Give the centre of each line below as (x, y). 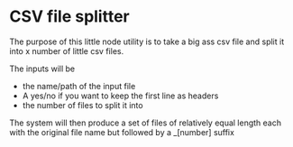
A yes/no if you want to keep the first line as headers (120, 96)
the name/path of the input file (79, 86)
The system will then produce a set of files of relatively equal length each (146, 123)
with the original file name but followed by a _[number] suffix (122, 132)
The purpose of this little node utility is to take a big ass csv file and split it (147, 41)
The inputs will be (42, 69)
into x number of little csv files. (67, 51)
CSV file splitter (69, 17)
